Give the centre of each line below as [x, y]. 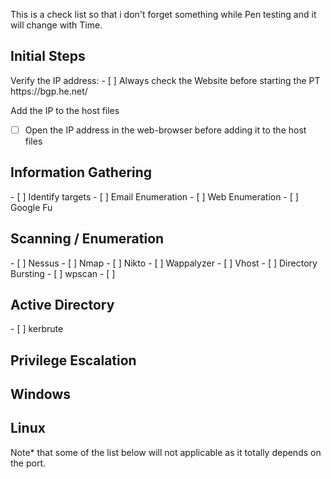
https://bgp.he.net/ [49, 91]
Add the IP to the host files [65, 110]
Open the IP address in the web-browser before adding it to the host [165, 130]
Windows [40, 394]
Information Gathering [81, 172]
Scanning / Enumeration [87, 239]
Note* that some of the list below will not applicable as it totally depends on [166, 452]
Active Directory [62, 304]
